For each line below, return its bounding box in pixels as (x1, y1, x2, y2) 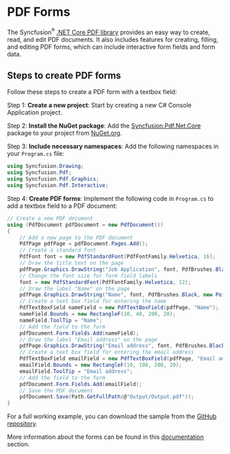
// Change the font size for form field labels (19, 272, 157, 279)
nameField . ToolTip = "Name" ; (19, 317, 103, 324)
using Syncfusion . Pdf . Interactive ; (7, 182, 109, 189)
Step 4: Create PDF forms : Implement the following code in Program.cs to (7, 194, 214, 202)
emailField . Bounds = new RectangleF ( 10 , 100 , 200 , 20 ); (19, 361, 183, 369)
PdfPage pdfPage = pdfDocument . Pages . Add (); (19, 241, 149, 248)
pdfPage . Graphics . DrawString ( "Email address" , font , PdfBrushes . (19, 342, 210, 350)
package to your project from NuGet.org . (7, 129, 123, 137)
